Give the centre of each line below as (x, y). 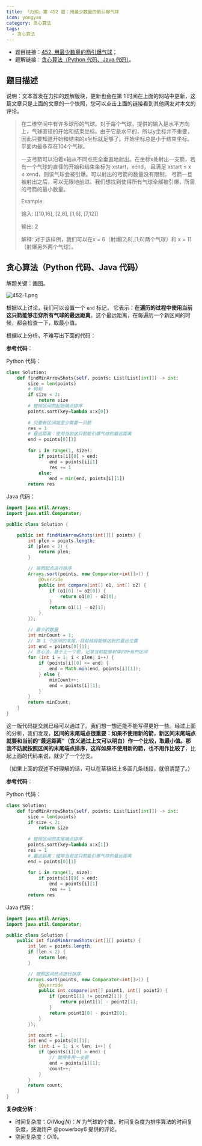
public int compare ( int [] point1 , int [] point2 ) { (103, 991)
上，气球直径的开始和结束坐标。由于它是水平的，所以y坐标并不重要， (107, 131)
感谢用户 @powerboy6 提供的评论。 (75, 1129)
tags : (13, 29)
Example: (32, 201)
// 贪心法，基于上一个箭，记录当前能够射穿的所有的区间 (88, 652)
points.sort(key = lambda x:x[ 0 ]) (69, 411)
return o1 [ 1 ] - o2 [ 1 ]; (78, 608)
